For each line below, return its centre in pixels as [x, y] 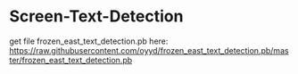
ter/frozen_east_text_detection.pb [71, 60]
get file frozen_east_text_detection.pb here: [89, 41]
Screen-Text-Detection [96, 16]
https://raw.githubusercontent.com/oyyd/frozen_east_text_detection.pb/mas [149, 50]
